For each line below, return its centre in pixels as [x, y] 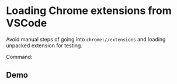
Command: [19, 57]
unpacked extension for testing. [44, 45]
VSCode [27, 23]
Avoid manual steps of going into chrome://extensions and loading [86, 39]
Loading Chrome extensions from [89, 11]
